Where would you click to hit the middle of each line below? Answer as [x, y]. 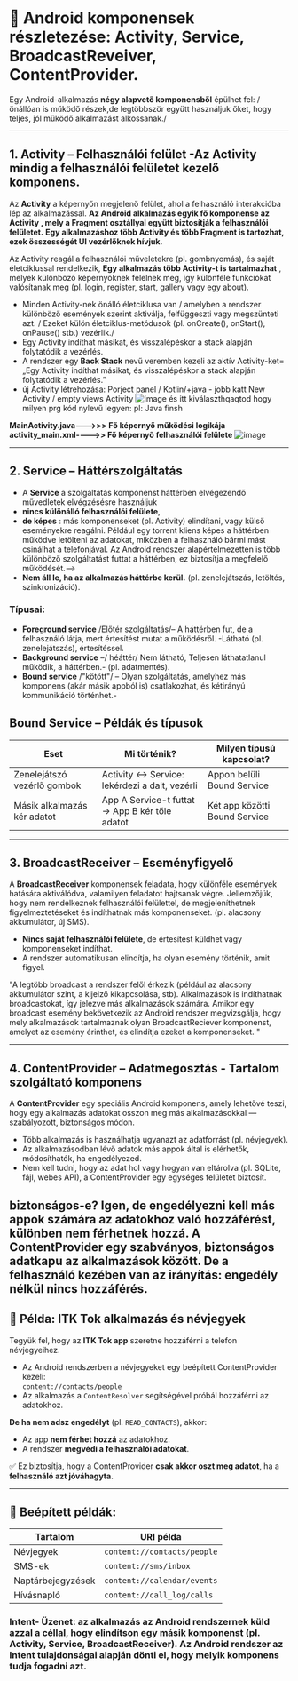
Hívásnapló [37, 1596]
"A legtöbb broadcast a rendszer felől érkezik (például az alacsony [131, 984]
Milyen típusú [246, 748]
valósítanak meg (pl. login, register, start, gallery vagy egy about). [129, 287]
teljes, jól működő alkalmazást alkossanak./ [88, 118]
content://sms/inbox [147, 1566]
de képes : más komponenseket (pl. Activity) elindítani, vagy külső [143, 521]
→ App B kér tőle [137, 810]
